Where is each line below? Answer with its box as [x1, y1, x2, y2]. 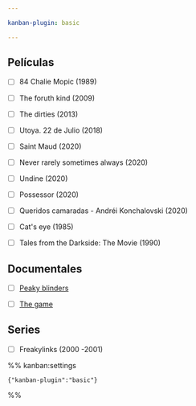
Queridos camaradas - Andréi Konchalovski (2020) [18, 206, 188, 215]
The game [18, 299, 54, 309]
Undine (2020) [18, 174, 68, 183]
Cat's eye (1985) [18, 222, 74, 232]
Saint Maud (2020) [18, 141, 82, 151]
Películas [7, 55, 55, 69]
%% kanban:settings [7, 360, 77, 370]
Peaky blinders [18, 283, 69, 293]
